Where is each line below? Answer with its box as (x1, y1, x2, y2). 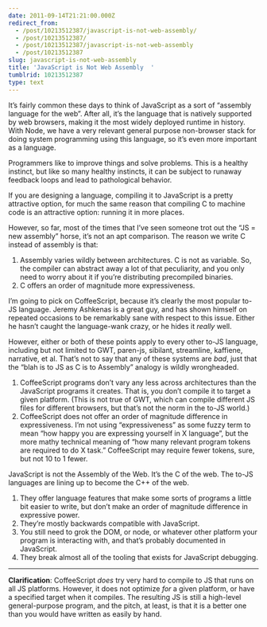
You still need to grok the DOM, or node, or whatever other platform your (19, 527, 258, 536)
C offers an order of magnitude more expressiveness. (19, 280, 195, 290)
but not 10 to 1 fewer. (19, 453, 88, 463)
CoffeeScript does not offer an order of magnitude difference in (19, 411, 228, 421)
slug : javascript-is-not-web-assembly (8, 57, 137, 65)
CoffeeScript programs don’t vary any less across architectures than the (19, 378, 257, 387)
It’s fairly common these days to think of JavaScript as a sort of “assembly (8, 100, 252, 110)
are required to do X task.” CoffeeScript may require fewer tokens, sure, (19, 445, 255, 455)
